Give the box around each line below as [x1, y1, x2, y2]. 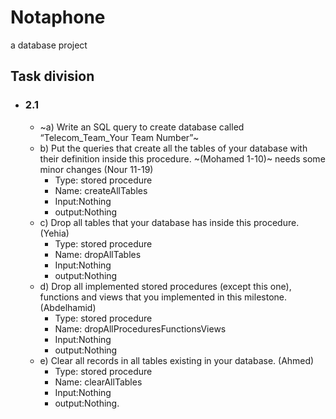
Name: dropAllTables [54, 248, 142, 260]
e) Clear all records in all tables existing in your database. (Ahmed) [39, 354, 315, 366]
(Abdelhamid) [39, 301, 97, 313]
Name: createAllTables [54, 184, 148, 196]
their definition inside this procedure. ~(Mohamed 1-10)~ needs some [39, 152, 326, 165]
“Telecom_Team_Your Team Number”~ [39, 131, 200, 143]
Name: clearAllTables [54, 376, 143, 388]
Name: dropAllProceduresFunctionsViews [54, 322, 227, 335]
